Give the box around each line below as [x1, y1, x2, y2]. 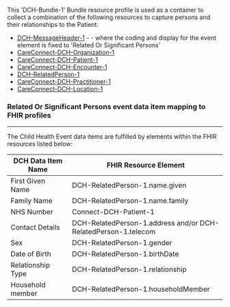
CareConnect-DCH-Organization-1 [16, 48, 115, 56]
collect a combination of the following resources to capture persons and [7, 13, 211, 21]
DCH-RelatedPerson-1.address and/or [71, 218, 199, 228]
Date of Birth [10, 249, 51, 259]
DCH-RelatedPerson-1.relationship [71, 264, 187, 274]
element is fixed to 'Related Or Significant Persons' [16, 41, 161, 49]
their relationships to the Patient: [7, 21, 99, 28]
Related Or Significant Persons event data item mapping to [7, 102, 206, 111]
